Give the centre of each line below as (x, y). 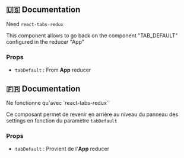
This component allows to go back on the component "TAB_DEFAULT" (92, 36)
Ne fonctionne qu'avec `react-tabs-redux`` (58, 102)
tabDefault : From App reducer (53, 70)
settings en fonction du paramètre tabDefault (62, 120)
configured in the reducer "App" (45, 41)
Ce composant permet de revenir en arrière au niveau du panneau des (92, 114)
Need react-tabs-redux (35, 24)
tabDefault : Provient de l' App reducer (62, 149)
